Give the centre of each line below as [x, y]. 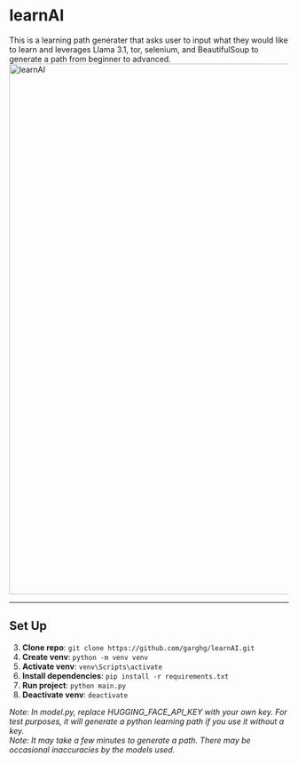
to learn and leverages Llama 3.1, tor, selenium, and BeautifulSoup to [134, 49]
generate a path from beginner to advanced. [90, 59]
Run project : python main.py [74, 685]
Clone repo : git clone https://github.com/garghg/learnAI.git [138, 647]
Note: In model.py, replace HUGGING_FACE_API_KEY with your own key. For [149, 712]
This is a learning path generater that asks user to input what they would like [149, 40]
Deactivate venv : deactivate [75, 695]
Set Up [28, 626]
